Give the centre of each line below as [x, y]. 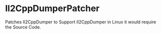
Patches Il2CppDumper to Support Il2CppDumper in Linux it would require [81, 22]
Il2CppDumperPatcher [53, 8]
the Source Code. [23, 27]
